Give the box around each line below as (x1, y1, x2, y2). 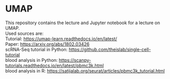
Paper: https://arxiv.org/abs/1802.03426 (5, 41, 90, 47)
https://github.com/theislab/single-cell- (69, 46, 151, 52)
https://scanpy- (58, 57, 91, 63)
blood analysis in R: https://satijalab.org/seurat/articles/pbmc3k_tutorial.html (5, 67, 165, 73)
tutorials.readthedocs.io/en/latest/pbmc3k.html (5, 62, 104, 68)
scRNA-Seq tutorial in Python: (5, 46, 68, 52)
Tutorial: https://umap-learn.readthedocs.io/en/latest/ (5, 36, 118, 42)
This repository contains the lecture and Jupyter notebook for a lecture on (5, 20, 160, 26)
